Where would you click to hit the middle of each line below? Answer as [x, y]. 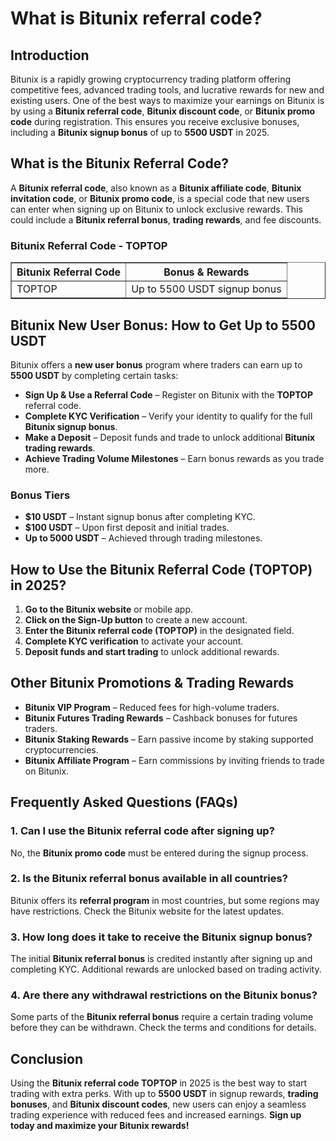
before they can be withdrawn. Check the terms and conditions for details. [163, 1028]
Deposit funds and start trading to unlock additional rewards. [152, 652]
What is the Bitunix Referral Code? [119, 163]
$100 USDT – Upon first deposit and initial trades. [127, 528]
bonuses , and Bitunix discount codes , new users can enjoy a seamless [158, 1104]
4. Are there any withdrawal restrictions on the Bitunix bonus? [164, 995]
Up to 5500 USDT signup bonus [206, 289]
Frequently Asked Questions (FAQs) [124, 802]
